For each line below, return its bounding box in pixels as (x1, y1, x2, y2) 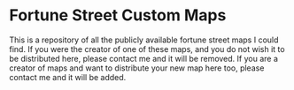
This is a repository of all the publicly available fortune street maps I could (9, 34, 279, 45)
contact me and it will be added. (9, 71, 127, 82)
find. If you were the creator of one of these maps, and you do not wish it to (9, 43, 285, 54)
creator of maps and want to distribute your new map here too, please (9, 63, 265, 73)
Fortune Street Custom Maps (9, 5, 227, 26)
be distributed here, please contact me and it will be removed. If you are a (9, 53, 279, 64)
